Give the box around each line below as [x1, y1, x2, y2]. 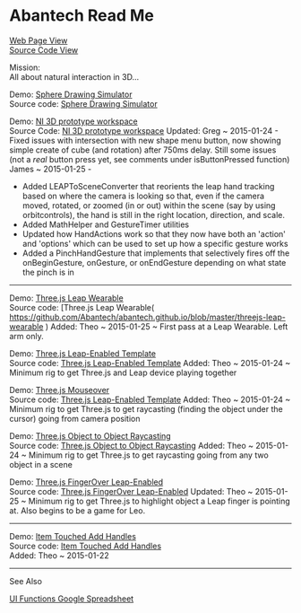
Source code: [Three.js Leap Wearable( [9, 302, 155, 312]
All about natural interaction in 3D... [9, 71, 140, 82]
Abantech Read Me [9, 5, 155, 26]
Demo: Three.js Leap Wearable [9, 293, 124, 303]
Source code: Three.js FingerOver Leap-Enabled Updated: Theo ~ [9, 486, 254, 496]
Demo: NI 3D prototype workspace [9, 116, 138, 127]
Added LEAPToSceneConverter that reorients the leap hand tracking [21, 180, 275, 191]
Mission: [9, 62, 40, 73]
